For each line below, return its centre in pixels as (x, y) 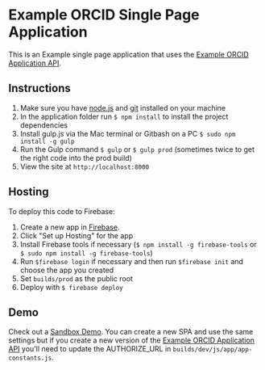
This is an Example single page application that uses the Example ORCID (129, 54)
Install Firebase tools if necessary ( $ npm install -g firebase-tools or (138, 244)
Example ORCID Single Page (104, 15)
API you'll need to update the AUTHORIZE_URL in (90, 349)
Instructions (39, 88)
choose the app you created (67, 270)
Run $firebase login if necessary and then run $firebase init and (132, 261)
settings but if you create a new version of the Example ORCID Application (132, 340)
